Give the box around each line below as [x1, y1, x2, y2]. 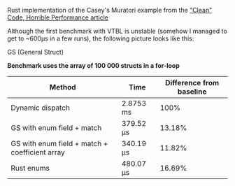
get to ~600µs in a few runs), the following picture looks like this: [7, 34, 194, 43]
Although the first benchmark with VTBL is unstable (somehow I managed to [7, 27, 227, 35]
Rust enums [10, 164, 50, 173]
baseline [177, 87, 207, 96]
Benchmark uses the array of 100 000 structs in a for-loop [7, 62, 180, 69]
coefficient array [10, 148, 65, 157]
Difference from [165, 78, 220, 87]
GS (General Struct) [7, 48, 64, 56]
